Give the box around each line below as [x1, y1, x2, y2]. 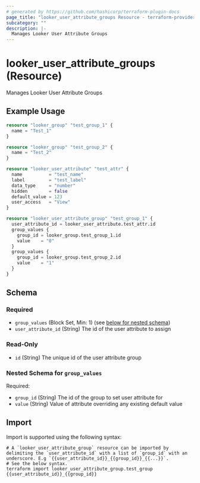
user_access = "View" [11, 199, 70, 205]
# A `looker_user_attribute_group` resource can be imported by [6, 445, 169, 451]
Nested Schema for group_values [6, 368, 102, 377]
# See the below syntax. [6, 460, 68, 466]
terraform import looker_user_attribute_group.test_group [6, 466, 153, 472]
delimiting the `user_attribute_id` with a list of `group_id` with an [6, 450, 187, 456]
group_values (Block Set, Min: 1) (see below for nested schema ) [14, 319, 171, 326]
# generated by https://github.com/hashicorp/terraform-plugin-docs [6, 8, 180, 15]
